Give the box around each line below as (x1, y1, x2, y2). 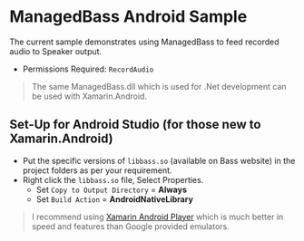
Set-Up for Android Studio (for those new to (9, 117, 261, 132)
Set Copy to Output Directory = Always (35, 184, 188, 195)
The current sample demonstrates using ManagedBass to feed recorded (9, 36, 279, 47)
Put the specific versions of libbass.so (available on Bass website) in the (22, 155, 296, 166)
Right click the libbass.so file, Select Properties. (22, 174, 204, 185)
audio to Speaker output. (9, 45, 103, 56)
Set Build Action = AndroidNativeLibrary (35, 193, 193, 205)
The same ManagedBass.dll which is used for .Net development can (31, 81, 288, 92)
